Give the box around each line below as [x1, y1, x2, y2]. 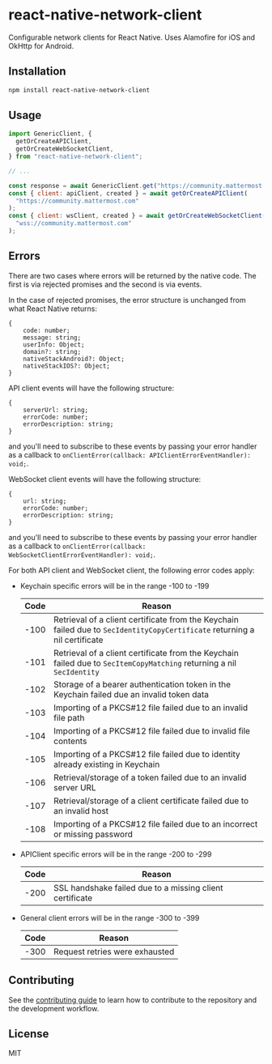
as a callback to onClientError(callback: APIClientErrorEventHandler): [8, 449, 251, 459]
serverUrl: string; [23, 406, 89, 414]
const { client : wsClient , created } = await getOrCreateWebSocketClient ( [8, 212, 266, 220]
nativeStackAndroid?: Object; [23, 355, 125, 363]
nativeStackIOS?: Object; [23, 362, 111, 370]
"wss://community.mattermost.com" [15, 219, 132, 228]
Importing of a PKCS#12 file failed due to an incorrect [53, 818, 258, 829]
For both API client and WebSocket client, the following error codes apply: [8, 565, 255, 575]
